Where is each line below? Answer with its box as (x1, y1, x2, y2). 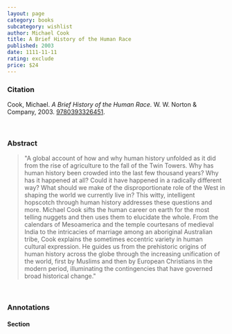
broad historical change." (24, 272, 96, 281)
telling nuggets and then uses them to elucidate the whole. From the (24, 213, 219, 222)
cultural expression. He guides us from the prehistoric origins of (24, 243, 207, 251)
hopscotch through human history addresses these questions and (24, 198, 213, 206)
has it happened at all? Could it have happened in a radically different (24, 176, 222, 184)
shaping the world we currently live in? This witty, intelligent (24, 191, 195, 200)
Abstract (7, 138, 38, 148)
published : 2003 (7, 42, 54, 49)
